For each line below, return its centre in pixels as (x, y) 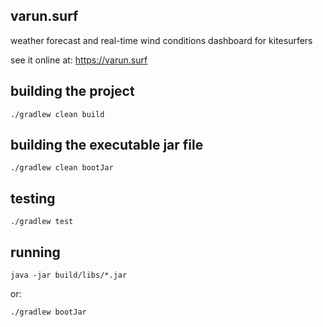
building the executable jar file (107, 145)
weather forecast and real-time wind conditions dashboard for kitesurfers (161, 40)
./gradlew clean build (57, 114)
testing (33, 198)
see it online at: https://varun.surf (79, 60)
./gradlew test (42, 222)
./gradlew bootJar (48, 312)
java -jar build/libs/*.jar (69, 275)
